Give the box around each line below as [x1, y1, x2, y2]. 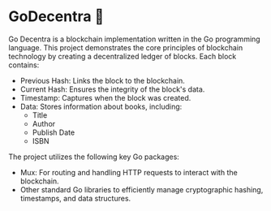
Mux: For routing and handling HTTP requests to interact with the [19, 167, 238, 177]
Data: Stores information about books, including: [19, 101, 183, 111]
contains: [8, 60, 40, 70]
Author [32, 118, 56, 128]
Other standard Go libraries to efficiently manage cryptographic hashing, [19, 184, 264, 194]
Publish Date [32, 127, 75, 137]
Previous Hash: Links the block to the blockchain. [19, 75, 185, 85]
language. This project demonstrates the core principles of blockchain [8, 42, 243, 52]
